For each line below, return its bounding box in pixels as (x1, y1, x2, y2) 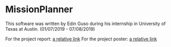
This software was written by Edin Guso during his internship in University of (5, 20, 166, 27)
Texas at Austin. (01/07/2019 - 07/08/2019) (5, 26, 95, 32)
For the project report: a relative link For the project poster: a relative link (5, 36, 157, 42)
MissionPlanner (5, 4, 73, 15)
